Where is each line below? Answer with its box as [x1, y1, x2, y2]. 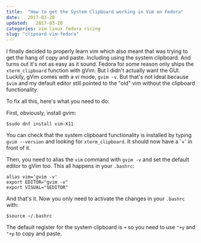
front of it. [6, 144, 31, 152]
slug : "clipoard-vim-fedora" [6, 31, 79, 37]
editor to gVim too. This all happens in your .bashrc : [6, 162, 134, 170]
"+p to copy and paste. [6, 230, 62, 238]
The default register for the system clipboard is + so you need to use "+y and [6, 224, 196, 231]
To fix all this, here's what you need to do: [6, 97, 110, 105]
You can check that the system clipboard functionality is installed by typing [6, 132, 192, 139]
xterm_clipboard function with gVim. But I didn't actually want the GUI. [6, 67, 181, 74]
